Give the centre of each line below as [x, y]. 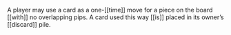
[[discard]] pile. [29, 24]
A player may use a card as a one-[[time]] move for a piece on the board [110, 10]
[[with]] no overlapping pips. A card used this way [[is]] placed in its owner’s [115, 17]
